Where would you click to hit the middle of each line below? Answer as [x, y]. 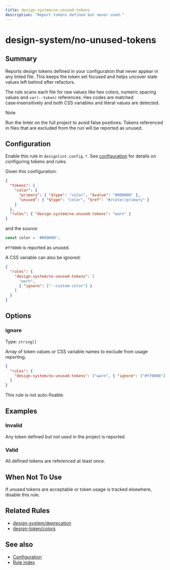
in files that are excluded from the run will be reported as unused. [74, 128]
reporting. [16, 357]
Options [18, 316]
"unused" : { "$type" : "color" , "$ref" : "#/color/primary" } [84, 200]
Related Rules [28, 511]
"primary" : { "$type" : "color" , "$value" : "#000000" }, [79, 195]
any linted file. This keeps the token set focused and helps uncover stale [81, 77]
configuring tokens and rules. [36, 162]
